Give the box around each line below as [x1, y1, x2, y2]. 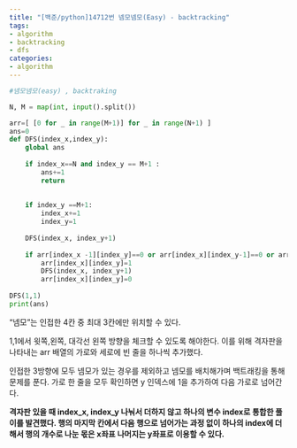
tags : [9, 21, 29, 30]
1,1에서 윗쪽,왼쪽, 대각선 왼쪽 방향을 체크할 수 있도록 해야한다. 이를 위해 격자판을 [9, 336, 283, 346]
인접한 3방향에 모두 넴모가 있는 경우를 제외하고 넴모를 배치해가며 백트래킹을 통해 [9, 365, 286, 376]
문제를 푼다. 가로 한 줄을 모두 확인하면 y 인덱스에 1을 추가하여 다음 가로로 [9, 376, 259, 387]
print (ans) [9, 299, 49, 308]
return [41, 176, 65, 185]
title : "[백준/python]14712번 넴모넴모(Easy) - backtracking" [9, 12, 230, 22]
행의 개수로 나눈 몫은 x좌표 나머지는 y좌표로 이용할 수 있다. [25, 429, 225, 439]
